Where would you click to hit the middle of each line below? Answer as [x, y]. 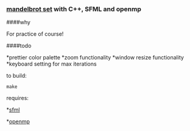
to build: [17, 76]
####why [18, 22]
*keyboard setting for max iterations [51, 64]
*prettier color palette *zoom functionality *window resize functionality [95, 58]
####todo [19, 46]
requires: [18, 98]
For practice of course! [35, 34]
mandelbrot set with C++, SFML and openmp [74, 9]
